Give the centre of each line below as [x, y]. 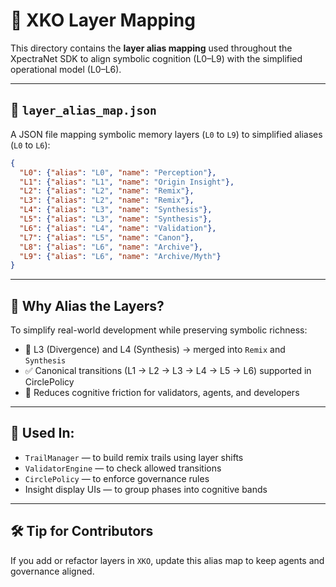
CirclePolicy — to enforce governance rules [117, 478]
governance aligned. [52, 571]
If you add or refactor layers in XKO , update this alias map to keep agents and [167, 560]
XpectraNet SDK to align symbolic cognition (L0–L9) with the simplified [156, 58]
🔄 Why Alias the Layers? [87, 305]
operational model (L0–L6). [66, 69]
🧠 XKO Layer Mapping [103, 20]
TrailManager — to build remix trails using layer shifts [134, 457]
